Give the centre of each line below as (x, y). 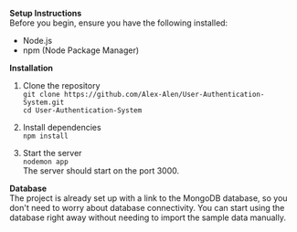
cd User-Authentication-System (82, 111)
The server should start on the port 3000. (101, 171)
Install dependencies (62, 127)
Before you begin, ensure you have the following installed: (119, 23)
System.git (43, 102)
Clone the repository (61, 85)
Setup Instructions (46, 13)
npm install (45, 136)
